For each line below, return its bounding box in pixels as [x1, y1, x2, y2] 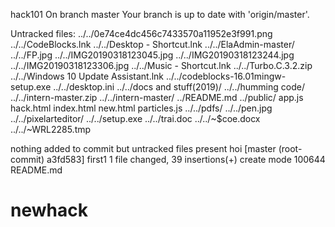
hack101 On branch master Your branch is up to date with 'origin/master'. [10, 9, 310, 20]
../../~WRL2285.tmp [10, 124, 92, 135]
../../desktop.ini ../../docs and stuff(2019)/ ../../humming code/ [53, 81, 305, 93]
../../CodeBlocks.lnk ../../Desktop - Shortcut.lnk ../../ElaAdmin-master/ [10, 39, 295, 50]
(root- [278, 143, 303, 154]
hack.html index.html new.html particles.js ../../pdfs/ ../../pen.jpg [10, 102, 273, 114]
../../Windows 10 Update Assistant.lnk [10, 70, 165, 82]
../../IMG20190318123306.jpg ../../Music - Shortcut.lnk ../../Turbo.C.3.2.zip [10, 60, 313, 71]
